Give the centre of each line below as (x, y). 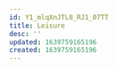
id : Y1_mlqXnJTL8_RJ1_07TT (59, 17)
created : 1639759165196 (53, 50)
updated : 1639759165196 (53, 42)
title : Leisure (37, 26)
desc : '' (25, 34)
